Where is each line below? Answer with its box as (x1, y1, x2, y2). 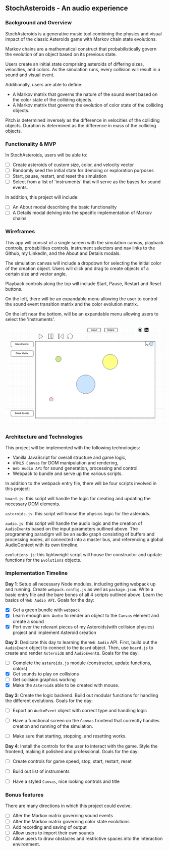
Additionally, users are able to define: (5, 81, 83, 87)
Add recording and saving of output (12, 824, 87, 830)
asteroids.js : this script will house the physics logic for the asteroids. (5, 511, 151, 517)
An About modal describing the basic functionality (12, 204, 117, 210)
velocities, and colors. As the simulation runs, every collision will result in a (5, 66, 160, 72)
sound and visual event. (5, 72, 55, 78)
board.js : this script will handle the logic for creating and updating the (5, 496, 151, 502)
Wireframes (5, 228, 35, 235)
